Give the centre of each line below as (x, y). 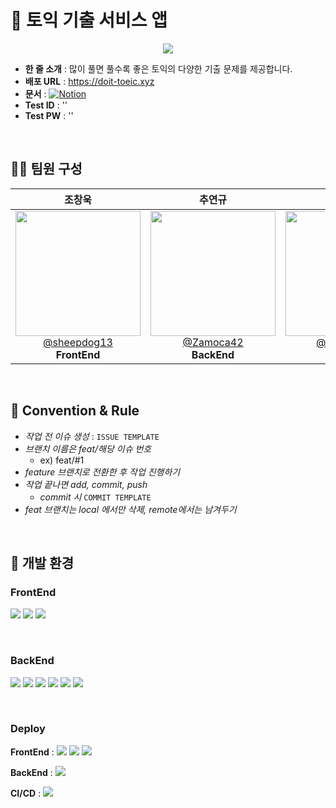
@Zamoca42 (213, 342)
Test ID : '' (46, 105)
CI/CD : (26, 793)
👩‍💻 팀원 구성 (46, 169)
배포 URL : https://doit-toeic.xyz (89, 81)
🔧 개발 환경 (42, 562)
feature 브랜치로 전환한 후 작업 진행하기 (102, 472)
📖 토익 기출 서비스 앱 (89, 20)
